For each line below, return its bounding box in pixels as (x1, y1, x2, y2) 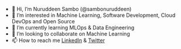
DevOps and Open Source (11, 18, 75, 24)
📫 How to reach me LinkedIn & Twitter (11, 37, 105, 44)
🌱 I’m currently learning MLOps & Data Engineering (11, 24, 135, 31)
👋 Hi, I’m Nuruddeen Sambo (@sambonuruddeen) (11, 6, 132, 12)
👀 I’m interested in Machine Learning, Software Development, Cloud (11, 12, 176, 19)
